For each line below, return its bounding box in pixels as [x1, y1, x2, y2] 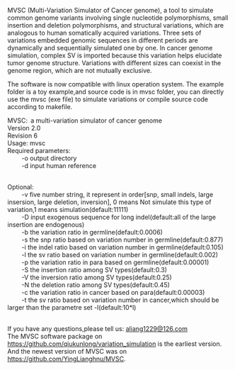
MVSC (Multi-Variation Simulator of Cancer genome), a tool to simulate [7, 6, 214, 14]
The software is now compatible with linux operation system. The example [7, 80, 224, 88]
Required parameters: [7, 147, 71, 155]
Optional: [7, 183, 34, 191]
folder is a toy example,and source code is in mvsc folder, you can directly [7, 88, 224, 96]
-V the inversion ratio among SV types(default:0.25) [21, 273, 172, 281]
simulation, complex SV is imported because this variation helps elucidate [7, 51, 222, 60]
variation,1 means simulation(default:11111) [7, 206, 129, 213]
